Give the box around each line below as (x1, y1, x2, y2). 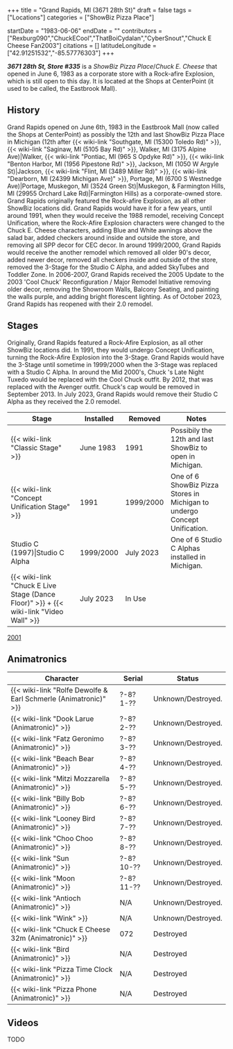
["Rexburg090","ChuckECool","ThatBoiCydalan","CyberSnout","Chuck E (7, 34, 212, 42)
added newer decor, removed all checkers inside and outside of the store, (7, 255, 218, 264)
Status (176, 674, 199, 683)
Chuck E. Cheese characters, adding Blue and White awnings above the (7, 225, 213, 234)
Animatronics (7, 654, 67, 665)
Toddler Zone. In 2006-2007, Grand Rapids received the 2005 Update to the (7, 270, 224, 278)
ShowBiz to (171, 443, 208, 452)
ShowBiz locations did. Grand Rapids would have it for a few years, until (7, 204, 213, 212)
